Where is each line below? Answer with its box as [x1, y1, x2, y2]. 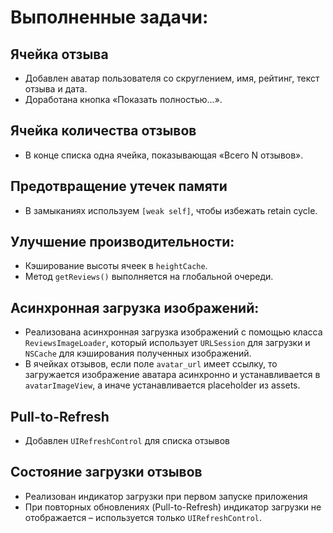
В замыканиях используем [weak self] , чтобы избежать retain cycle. [24, 204, 318, 216]
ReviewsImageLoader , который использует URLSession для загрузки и [24, 337, 311, 349]
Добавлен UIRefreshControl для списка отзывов [24, 435, 230, 447]
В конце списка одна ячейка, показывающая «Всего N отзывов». [24, 149, 304, 161]
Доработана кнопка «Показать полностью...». [24, 94, 223, 105]
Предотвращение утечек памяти [10, 178, 228, 195]
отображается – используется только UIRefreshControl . [24, 511, 263, 523]
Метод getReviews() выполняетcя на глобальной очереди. [24, 271, 274, 283]
